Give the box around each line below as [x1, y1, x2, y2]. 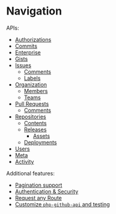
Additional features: [6, 169, 55, 177]
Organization [14, 80, 47, 88]
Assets [32, 132, 50, 140]
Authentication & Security [14, 187, 79, 195]
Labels [23, 74, 41, 82]
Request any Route [14, 194, 62, 201]
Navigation [6, 4, 62, 18]
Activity [14, 158, 34, 165]
